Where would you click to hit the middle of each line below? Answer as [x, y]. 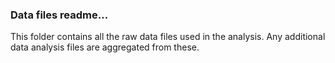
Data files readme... [59, 15]
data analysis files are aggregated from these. [105, 47]
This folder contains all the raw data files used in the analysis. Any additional [168, 37]
